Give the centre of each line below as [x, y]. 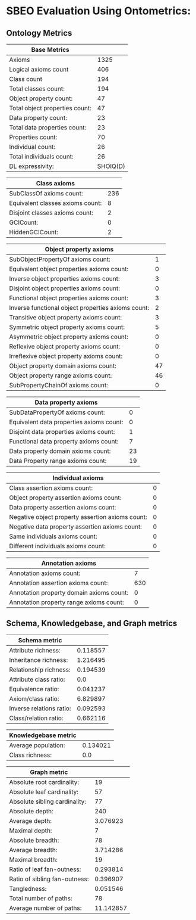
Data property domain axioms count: [60, 451]
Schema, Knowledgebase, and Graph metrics [92, 624]
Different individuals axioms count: [57, 546]
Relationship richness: [40, 670]
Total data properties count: [48, 128]
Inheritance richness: [39, 660]
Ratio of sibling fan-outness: [49, 879]
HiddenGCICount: [34, 232]
